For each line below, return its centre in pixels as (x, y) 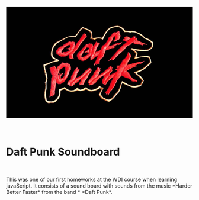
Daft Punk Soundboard (63, 152)
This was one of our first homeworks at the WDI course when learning (92, 180)
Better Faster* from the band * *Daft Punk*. (59, 192)
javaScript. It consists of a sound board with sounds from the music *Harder (99, 186)
